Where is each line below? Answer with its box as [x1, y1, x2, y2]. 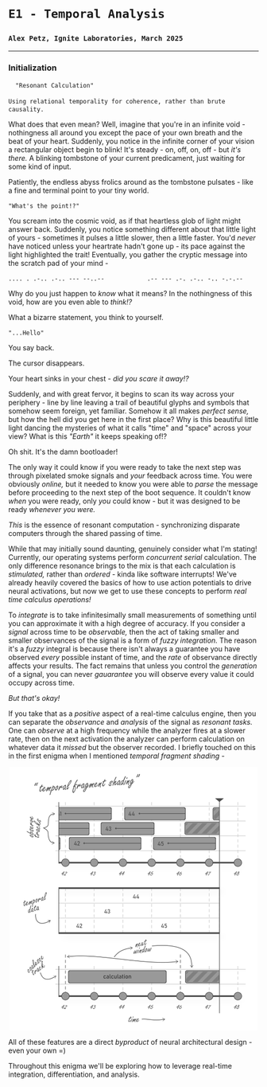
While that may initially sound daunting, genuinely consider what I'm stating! [8, 544, 257, 553]
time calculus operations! [8, 594, 91, 604]
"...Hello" [8, 329, 44, 337]
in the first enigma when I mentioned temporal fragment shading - [8, 751, 225, 761]
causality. [8, 105, 44, 113]
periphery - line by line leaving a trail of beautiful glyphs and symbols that [8, 397, 250, 407]
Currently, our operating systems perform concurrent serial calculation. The [8, 552, 257, 561]
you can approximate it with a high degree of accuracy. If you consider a [8, 618, 246, 628]
